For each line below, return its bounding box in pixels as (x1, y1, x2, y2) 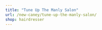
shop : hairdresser (5, 17, 44, 22)
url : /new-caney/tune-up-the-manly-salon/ (5, 12, 97, 17)
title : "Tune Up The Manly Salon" (5, 7, 79, 13)
